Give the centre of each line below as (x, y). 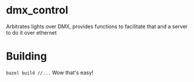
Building (27, 57)
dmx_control (37, 10)
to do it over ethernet (32, 32)
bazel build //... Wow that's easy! (50, 72)
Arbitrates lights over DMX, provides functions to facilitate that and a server (97, 26)
